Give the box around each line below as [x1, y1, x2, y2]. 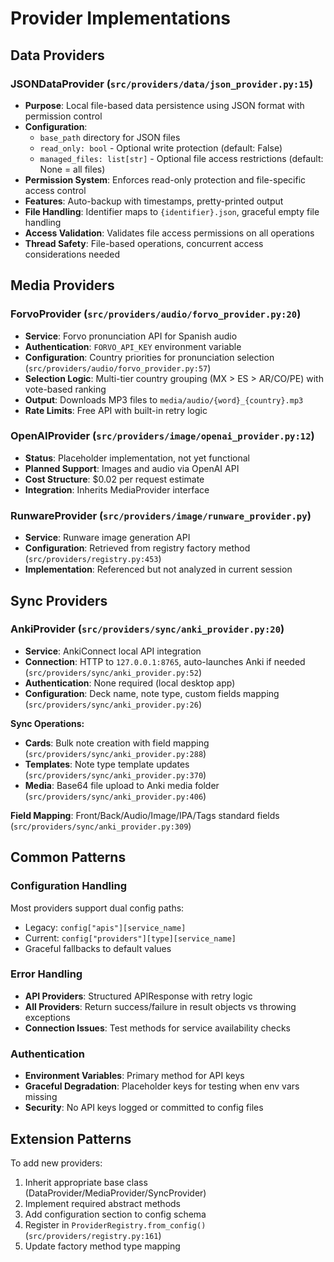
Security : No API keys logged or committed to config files [24, 1102, 264, 1114]
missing [24, 1091, 58, 1103]
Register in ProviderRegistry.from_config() [24, 1218, 207, 1231]
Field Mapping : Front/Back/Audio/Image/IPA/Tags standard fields [10, 809, 280, 821]
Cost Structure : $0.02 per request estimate [24, 473, 205, 485]
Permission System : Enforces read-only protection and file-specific [24, 173, 307, 186]
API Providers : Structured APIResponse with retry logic [24, 990, 253, 1002]
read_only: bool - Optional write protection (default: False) [39, 142, 283, 154]
